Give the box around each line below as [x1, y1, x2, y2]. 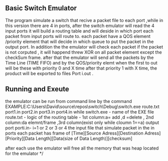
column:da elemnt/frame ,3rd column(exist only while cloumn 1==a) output [5, 119, 159, 125]
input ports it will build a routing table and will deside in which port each [5, 27, 154, 34]
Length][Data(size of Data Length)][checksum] [36, 135, 133, 141]
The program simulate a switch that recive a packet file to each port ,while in [5, 17, 163, 23]
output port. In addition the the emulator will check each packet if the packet [5, 43, 163, 49]
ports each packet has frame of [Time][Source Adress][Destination [5, 130, 144, 136]
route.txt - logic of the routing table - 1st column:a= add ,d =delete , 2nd [5, 114, 154, 120]
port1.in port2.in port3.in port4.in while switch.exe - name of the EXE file [5, 108, 154, 114]
